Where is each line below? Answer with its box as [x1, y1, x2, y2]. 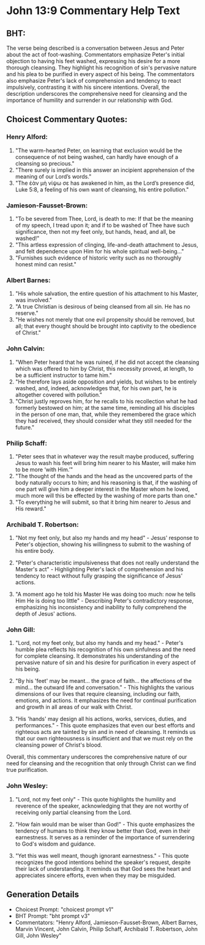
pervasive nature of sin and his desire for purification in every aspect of [15, 659, 196, 666]
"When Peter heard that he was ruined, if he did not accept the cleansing [15, 358, 199, 366]
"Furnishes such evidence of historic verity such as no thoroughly [15, 254, 182, 261]
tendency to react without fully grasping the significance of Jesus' [15, 572, 183, 580]
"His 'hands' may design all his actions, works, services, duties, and [15, 715, 187, 723]
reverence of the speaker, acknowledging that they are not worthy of [15, 802, 188, 809]
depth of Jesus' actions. [15, 610, 76, 617]
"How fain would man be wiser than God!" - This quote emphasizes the [15, 820, 195, 828]
